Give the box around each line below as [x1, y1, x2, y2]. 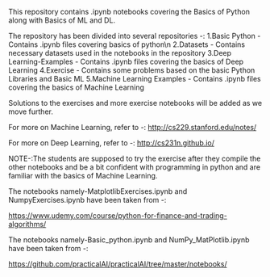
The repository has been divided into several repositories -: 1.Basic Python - [8, 31, 261, 40]
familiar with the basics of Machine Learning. [8, 171, 158, 180]
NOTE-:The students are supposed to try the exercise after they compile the [8, 153, 261, 163]
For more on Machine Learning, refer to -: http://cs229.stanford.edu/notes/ [8, 123, 257, 132]
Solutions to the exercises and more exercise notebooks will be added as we [8, 99, 263, 107]
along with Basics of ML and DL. [8, 15, 115, 25]
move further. [8, 107, 54, 116]
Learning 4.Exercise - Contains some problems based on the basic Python [8, 65, 255, 75]
